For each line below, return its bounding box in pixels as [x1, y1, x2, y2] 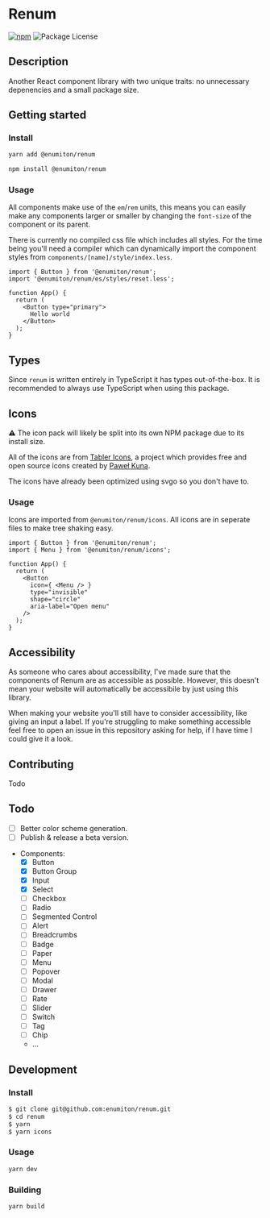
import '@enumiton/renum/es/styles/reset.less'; [8, 275, 175, 283]
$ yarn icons [8, 1128, 52, 1136]
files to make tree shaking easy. [8, 523, 114, 533]
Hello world [29, 310, 70, 318]
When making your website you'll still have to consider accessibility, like [8, 709, 247, 718]
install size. [8, 437, 46, 447]
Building [8, 1184, 42, 1195]
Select [31, 884, 54, 895]
